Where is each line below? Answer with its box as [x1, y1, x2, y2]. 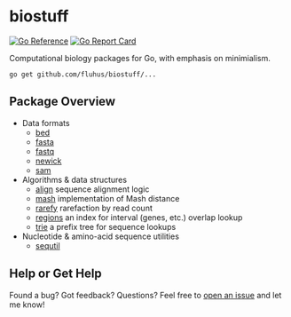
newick [35, 155, 62, 166]
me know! [9, 299, 45, 310]
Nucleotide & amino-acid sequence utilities [21, 231, 180, 242]
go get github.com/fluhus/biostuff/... [9, 69, 157, 79]
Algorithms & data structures [21, 174, 127, 185]
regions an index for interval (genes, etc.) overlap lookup [35, 211, 243, 223]
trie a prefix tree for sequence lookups [35, 221, 177, 232]
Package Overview [9, 94, 116, 109]
